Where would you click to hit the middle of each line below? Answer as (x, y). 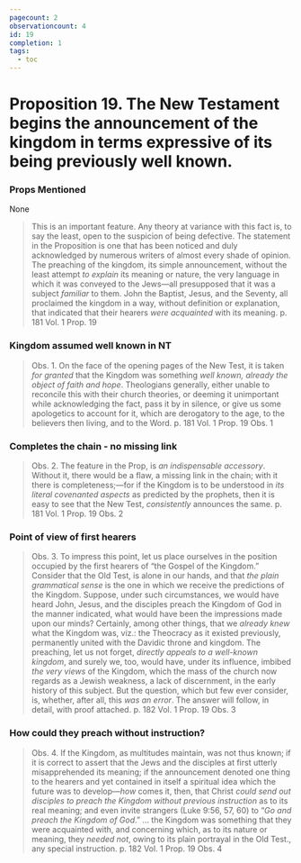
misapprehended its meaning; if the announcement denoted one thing (160, 772)
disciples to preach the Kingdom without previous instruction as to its (159, 800)
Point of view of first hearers (73, 537)
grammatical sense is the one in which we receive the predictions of (158, 586)
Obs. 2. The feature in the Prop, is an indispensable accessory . (148, 466)
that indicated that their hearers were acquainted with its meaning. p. (159, 313)
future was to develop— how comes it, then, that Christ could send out (161, 791)
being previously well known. (121, 162)
